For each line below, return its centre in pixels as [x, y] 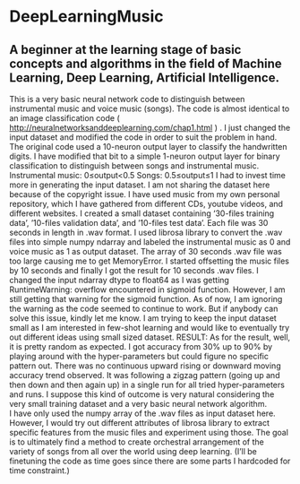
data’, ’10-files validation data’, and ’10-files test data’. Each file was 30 [139, 223]
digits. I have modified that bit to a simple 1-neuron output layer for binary [145, 156]
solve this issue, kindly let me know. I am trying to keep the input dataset [143, 318]
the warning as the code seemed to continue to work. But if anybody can [144, 308]
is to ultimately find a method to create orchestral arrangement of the [137, 442]
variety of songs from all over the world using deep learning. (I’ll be [133, 451]
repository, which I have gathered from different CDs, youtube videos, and [146, 204]
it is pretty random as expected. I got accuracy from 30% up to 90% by [141, 346]
